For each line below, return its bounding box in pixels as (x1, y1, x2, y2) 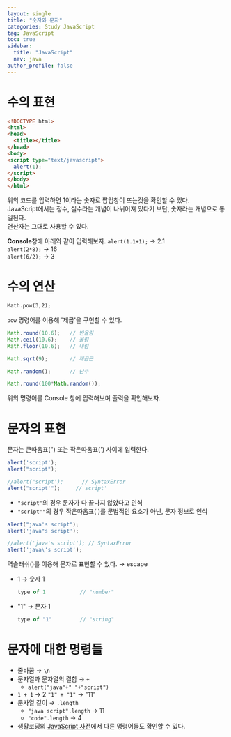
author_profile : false (7, 62, 73, 69)
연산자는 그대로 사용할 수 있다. (7, 222, 89, 231)
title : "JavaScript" (13, 50, 73, 56)
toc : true (7, 36, 36, 43)
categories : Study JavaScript (7, 23, 95, 30)
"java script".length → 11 (27, 706, 105, 715)
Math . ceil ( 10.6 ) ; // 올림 (7, 336, 89, 343)
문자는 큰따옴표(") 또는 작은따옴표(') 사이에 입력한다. (7, 446, 150, 454)
